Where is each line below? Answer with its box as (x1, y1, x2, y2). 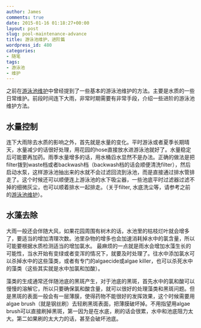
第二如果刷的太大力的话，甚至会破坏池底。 (16, 315, 121, 322)
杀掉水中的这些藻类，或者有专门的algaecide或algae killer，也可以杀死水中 (11, 257, 193, 264)
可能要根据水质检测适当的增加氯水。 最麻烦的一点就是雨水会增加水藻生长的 (6, 242, 191, 249)
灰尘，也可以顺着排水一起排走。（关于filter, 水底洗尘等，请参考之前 (26, 183, 191, 191)
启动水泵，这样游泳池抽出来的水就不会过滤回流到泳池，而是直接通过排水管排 (6, 168, 195, 176)
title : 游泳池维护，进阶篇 (6, 37, 66, 43)
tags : (6, 59, 20, 65)
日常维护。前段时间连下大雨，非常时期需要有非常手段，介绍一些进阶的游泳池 (6, 95, 195, 102)
